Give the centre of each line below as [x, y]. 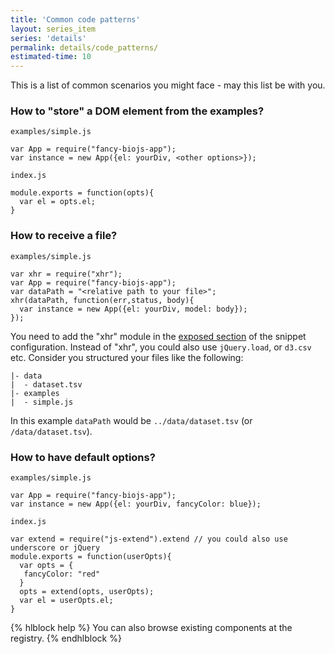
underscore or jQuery [55, 548]
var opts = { [46, 566]
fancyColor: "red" [62, 574]
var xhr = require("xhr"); [66, 274]
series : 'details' [48, 38]
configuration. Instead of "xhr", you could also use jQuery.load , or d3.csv [161, 347]
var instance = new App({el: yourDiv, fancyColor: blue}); [136, 504]
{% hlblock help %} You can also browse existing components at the [151, 628]
